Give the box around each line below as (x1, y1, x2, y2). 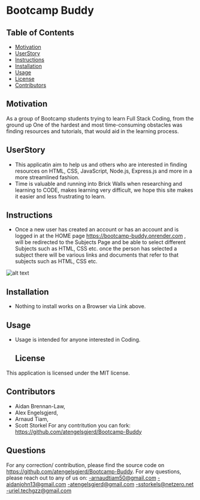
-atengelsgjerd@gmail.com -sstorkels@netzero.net (67, 480, 194, 487)
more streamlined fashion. (14, 173, 80, 180)
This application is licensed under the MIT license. (6, 369, 131, 376)
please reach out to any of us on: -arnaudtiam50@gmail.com (6, 474, 157, 481)
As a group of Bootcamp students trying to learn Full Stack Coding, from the (6, 115, 194, 122)
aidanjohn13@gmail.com (6, 480, 66, 487)
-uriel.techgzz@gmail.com (6, 487, 72, 494)
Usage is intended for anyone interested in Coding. (14, 336, 141, 344)
